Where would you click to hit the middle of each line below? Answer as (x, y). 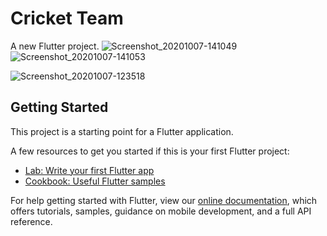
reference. (31, 221)
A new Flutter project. (55, 46)
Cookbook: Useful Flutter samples (95, 181)
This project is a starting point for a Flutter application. (122, 131)
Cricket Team (67, 18)
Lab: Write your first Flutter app (89, 170)
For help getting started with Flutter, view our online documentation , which (164, 200)
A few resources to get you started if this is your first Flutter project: (150, 151)
